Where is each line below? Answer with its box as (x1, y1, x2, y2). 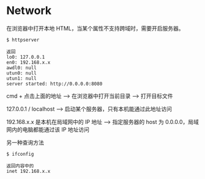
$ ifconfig (6, 151, 34, 157)
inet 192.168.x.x (6, 168, 51, 174)
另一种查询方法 (6, 139, 44, 146)
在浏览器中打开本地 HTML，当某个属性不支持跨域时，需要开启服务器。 (6, 24, 184, 32)
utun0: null (6, 70, 37, 76)
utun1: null (6, 75, 37, 81)
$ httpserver (6, 37, 40, 43)
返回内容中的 (6, 163, 34, 169)
